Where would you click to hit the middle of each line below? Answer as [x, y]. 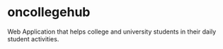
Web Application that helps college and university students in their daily [112, 31]
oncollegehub [49, 12]
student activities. [33, 38]
